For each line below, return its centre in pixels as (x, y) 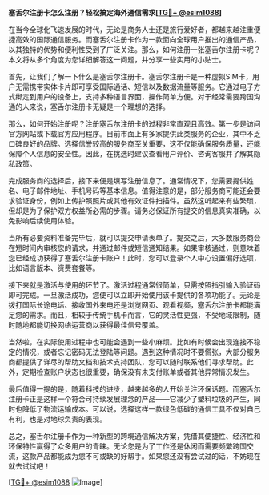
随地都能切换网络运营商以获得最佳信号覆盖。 (88, 325)
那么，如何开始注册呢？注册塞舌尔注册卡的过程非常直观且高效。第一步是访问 (134, 124)
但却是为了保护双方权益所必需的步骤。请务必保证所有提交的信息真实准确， (131, 211)
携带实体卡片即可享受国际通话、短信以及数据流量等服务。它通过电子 (141, 87)
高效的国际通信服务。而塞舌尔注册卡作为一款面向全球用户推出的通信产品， (138, 40)
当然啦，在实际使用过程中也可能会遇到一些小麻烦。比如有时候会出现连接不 (131, 342)
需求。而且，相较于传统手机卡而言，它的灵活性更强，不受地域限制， (141, 315)
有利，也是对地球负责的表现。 (57, 419)
